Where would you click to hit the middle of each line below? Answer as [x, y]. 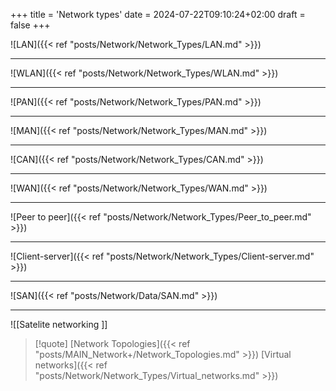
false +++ [30, 25]
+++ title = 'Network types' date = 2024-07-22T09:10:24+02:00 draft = [158, 14]
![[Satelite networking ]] [59, 324]
